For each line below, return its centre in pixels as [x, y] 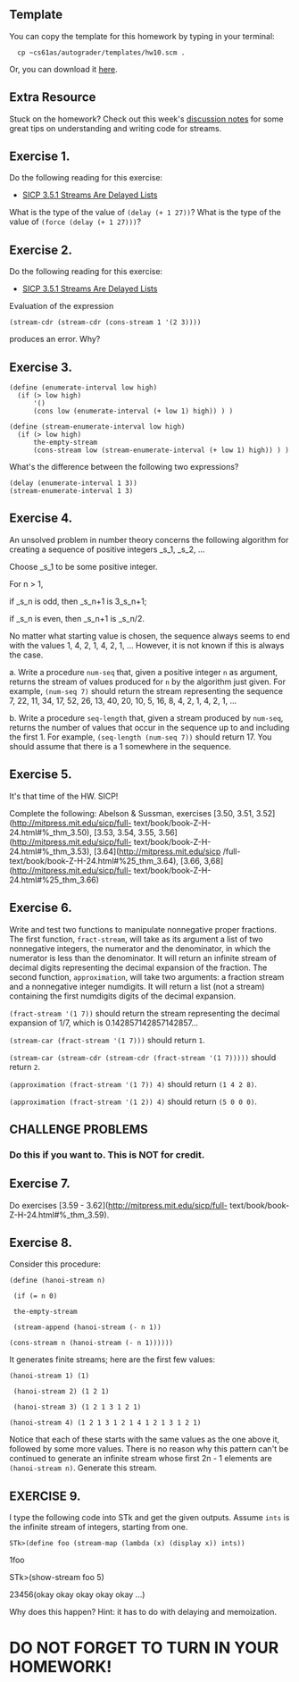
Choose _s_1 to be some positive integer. [83, 566]
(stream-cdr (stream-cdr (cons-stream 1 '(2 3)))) [105, 322]
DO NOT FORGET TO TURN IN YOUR [144, 1648]
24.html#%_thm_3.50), [50, 832]
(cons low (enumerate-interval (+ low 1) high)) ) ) [133, 411]
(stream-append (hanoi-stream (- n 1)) [87, 1327]
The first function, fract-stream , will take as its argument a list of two [136, 939]
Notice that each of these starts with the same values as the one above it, [145, 1439]
